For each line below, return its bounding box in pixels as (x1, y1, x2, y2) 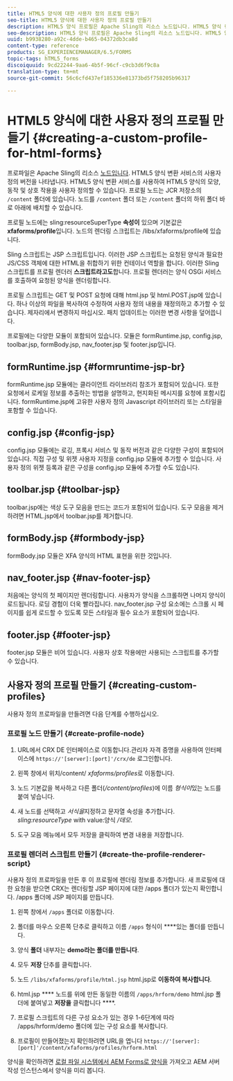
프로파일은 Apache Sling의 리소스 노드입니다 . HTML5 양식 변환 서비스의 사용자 (7, 169, 222, 177)
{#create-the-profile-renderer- (98, 850, 206, 859)
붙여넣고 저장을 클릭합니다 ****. (30, 999, 116, 1007)
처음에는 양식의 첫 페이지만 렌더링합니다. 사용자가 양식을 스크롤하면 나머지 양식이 (7, 591, 226, 599)
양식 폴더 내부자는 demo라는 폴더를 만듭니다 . (17, 945, 139, 953)
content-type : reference (7, 42, 79, 49)
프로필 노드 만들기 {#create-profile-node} (7, 728, 145, 738)
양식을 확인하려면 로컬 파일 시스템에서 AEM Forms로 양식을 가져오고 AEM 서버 (7, 1057, 220, 1066)
